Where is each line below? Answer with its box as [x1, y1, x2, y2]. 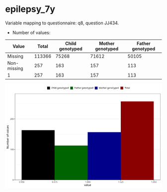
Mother [99, 41, 115, 47]
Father [136, 41, 151, 47]
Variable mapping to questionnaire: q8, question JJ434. [5, 20, 119, 26]
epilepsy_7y [5, 3, 56, 15]
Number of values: [12, 29, 51, 35]
